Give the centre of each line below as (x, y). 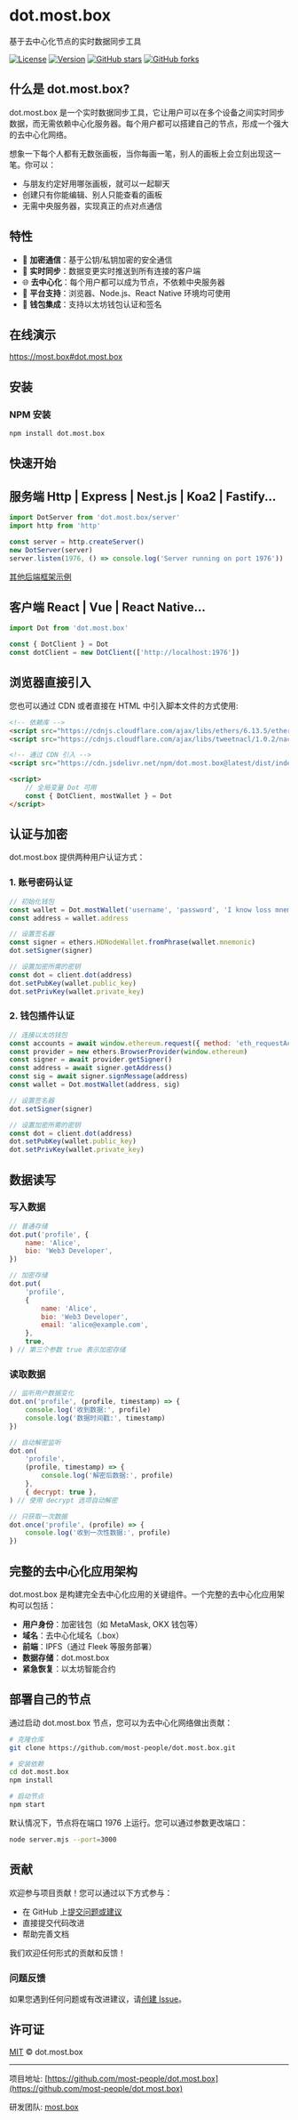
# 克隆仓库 (27, 1739)
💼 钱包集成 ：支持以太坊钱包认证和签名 (92, 304)
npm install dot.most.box (57, 434)
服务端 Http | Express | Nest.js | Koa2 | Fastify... (143, 496)
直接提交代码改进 (53, 1923)
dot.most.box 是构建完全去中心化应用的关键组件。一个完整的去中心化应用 (143, 1594)
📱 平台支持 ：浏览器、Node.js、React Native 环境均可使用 (126, 293)
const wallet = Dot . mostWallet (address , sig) (94, 1085)
